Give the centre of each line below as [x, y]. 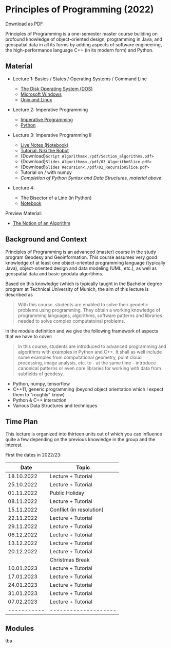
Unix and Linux [36, 99]
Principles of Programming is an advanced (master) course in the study [81, 252]
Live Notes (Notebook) [44, 145]
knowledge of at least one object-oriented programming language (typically [85, 262]
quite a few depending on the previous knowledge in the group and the [80, 440]
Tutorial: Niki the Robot [45, 150]
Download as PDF [24, 24]
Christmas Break [70, 560]
